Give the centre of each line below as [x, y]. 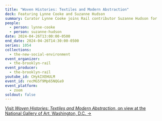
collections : [18, 50]
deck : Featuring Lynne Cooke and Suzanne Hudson [55, 14]
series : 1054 [18, 45]
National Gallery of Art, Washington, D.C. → [48, 113]
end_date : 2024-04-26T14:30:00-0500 [42, 41]
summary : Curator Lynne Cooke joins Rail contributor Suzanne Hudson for [81, 18]
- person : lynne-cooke [32, 27]
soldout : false [20, 94]
